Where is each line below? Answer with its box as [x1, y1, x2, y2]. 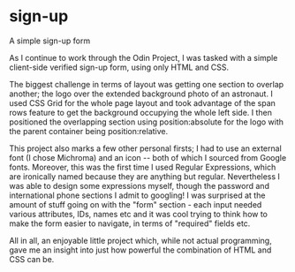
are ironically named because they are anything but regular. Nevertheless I [9, 170, 281, 182]
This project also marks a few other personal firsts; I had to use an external [9, 143, 283, 154]
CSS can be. [9, 253, 55, 264]
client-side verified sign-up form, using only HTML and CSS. [9, 62, 230, 72]
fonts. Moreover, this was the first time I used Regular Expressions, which [9, 162, 276, 172]
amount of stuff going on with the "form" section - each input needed [9, 199, 262, 209]
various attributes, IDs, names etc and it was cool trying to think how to [9, 208, 268, 219]
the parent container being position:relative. [9, 125, 169, 136]
